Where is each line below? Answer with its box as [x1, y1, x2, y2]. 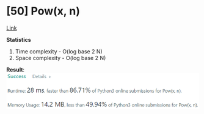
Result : [6, 65, 25, 73]
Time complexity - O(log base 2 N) [15, 47, 103, 55]
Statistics [6, 36, 32, 43]
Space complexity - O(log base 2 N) [15, 54, 106, 61]
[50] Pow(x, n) [6, 4, 81, 18]
